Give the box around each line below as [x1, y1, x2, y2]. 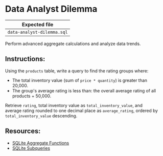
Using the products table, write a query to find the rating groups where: [5, 67, 148, 74]
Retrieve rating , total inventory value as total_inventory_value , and [5, 102, 143, 108]
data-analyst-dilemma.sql [7, 29, 68, 35]
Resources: [5, 127, 41, 135]
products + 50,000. [12, 93, 51, 99]
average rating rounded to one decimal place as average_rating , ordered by [5, 108, 158, 113]
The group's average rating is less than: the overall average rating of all [12, 88, 156, 93]
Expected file [22, 21, 54, 28]
